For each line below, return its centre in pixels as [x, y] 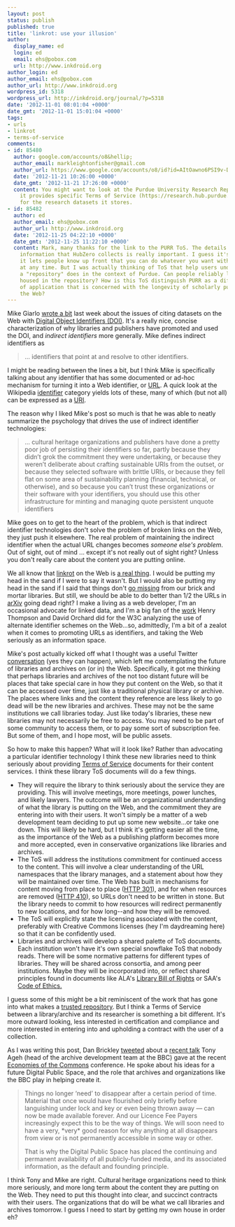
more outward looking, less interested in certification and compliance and [113, 1022]
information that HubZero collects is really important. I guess [117, 255]
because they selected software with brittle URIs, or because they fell [124, 472]
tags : [15, 118]
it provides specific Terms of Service [78, 196]
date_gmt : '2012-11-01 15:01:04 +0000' [65, 111]
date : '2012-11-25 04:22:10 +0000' [65, 235]
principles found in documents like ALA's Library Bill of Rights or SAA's [119, 979]
